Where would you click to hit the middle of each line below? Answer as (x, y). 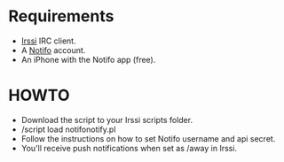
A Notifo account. (53, 50)
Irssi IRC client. (48, 41)
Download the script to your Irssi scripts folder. (106, 120)
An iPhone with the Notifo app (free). (88, 59)
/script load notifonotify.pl (68, 129)
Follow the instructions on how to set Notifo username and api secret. (148, 138)
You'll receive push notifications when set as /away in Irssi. (129, 148)
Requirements (61, 16)
